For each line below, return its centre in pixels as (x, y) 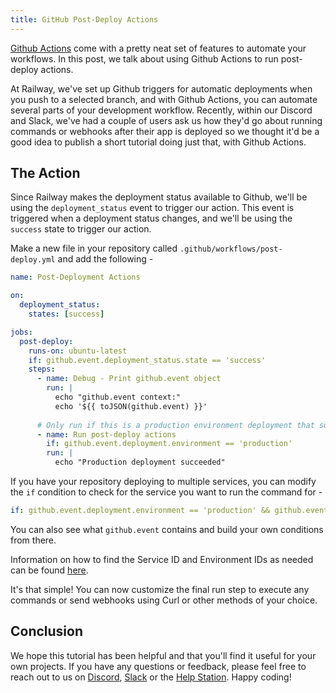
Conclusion (47, 631)
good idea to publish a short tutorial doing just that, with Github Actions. (158, 142)
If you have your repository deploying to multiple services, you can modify (163, 482)
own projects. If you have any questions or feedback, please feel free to (158, 666)
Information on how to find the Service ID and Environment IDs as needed (162, 559)
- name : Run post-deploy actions (106, 434)
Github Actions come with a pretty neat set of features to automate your (158, 48)
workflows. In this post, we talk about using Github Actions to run (144, 58)
